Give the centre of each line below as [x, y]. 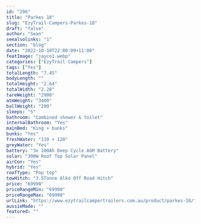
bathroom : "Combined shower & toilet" [54, 117]
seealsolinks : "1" [29, 39]
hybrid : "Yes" [24, 167]
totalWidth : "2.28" [31, 90]
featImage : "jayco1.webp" [38, 56]
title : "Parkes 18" [31, 17]
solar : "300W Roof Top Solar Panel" [52, 156]
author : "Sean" [25, 34]
